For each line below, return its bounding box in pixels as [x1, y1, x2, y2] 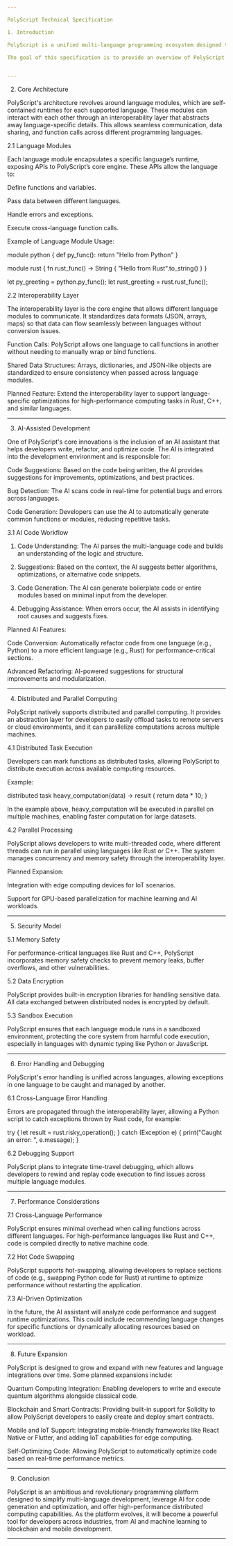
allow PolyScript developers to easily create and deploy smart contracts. [7, 1412, 214, 1421]
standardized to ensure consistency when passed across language [7, 369, 199, 377]
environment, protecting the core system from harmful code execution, [7, 1032, 210, 1040]
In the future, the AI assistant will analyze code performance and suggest [7, 1308, 217, 1316]
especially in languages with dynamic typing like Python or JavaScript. [7, 1040, 209, 1048]
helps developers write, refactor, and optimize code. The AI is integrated [7, 445, 214, 453]
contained [7, 106, 36, 115]
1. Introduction [7, 29, 54, 35]
